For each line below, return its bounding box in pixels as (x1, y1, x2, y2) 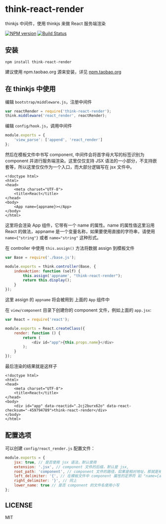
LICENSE (5, 501, 33, 510)
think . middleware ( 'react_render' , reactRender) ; (5, 113, 107, 118)
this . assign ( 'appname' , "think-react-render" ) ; (23, 273, 123, 278)
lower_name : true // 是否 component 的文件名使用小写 (14, 483, 120, 488)
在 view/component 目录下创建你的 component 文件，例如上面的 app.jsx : (5, 307, 152, 313)
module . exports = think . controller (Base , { (5, 264, 96, 269)
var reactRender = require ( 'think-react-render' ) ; (5, 109, 112, 114)
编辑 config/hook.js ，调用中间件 (5, 123, 73, 129)
